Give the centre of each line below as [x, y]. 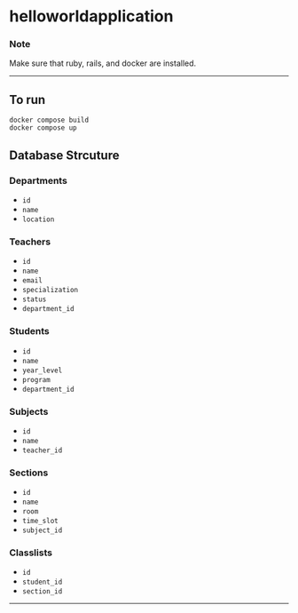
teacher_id [42, 450]
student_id [42, 582]
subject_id [42, 530]
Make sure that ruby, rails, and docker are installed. [103, 63]
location [38, 219]
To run [27, 100]
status [34, 299]
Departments [39, 180]
